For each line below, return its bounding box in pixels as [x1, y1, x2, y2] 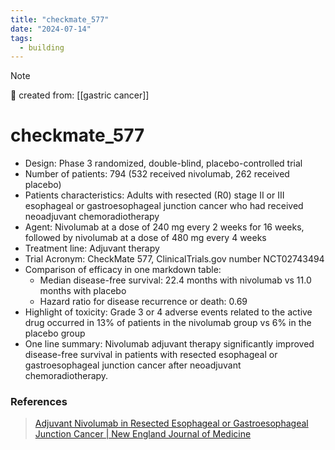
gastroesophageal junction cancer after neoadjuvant [24, 359, 242, 371]
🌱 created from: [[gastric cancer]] [10, 89, 150, 101]
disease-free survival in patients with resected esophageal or [24, 349, 278, 361]
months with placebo [39, 285, 127, 297]
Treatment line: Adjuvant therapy [24, 242, 160, 255]
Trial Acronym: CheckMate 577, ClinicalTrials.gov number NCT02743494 [24, 253, 325, 265]
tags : [10, 33, 33, 43]
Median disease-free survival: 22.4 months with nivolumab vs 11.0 [39, 274, 312, 286]
